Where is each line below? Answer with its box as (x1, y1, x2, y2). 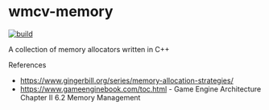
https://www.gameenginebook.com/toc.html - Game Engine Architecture (19, 84, 262, 94)
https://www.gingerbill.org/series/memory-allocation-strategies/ (19, 75, 234, 85)
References (8, 59, 47, 70)
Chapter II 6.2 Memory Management (19, 92, 141, 102)
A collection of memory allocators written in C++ (8, 44, 170, 54)
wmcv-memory (8, 2, 114, 21)
